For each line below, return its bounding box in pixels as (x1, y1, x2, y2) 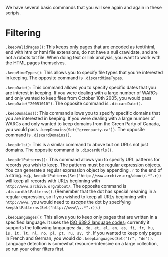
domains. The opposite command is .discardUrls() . (5, 147, 113, 153)
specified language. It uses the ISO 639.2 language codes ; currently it (5, 219, 150, 225)
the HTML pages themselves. (5, 60, 66, 66)
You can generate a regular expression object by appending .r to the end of (5, 167, 162, 173)
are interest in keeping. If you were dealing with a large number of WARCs (5, 90, 158, 96)
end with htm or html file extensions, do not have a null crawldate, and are (5, 49, 158, 55)
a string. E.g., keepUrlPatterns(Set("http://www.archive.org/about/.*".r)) (5, 172, 162, 178)
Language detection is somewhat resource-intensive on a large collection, (5, 240, 158, 246)
